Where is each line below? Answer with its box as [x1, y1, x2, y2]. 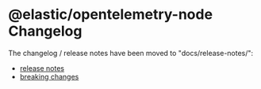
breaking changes [19, 72, 79, 81]
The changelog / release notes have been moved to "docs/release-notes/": [8, 48, 254, 57]
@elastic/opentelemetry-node [8, 6, 213, 24]
